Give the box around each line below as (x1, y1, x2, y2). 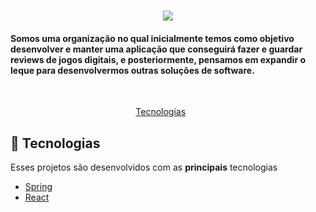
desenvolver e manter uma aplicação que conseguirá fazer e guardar (10, 43, 303, 55)
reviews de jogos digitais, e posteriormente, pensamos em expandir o (10, 53, 306, 65)
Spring (24, 181, 53, 193)
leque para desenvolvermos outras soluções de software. (10, 64, 255, 76)
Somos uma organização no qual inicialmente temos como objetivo (10, 32, 295, 44)
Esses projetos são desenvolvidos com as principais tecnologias (10, 161, 278, 174)
